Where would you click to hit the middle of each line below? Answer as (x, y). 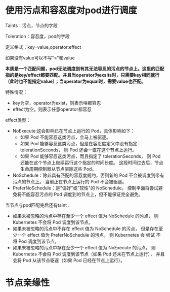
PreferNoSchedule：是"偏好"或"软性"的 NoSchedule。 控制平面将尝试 (85, 188)
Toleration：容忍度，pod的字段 (37, 36)
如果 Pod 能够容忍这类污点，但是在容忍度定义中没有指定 (79, 143)
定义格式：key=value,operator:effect (43, 47)
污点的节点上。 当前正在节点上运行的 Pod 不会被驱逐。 (70, 181)
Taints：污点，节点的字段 (32, 25)
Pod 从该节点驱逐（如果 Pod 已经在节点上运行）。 (74, 260)
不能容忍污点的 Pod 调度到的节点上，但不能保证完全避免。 (82, 194)
